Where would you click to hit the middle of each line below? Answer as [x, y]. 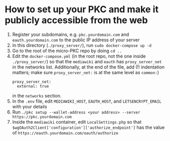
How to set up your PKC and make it [82, 9]
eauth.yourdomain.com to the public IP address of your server [76, 40]
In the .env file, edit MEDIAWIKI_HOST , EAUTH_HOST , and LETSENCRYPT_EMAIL [87, 101]
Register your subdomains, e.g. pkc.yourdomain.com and [70, 34]
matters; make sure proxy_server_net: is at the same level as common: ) [86, 72]
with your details [30, 106]
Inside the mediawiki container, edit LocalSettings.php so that [77, 122]
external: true [33, 86]
